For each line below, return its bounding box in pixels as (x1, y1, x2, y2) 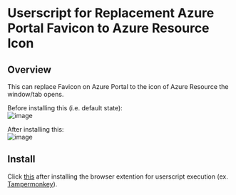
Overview (7, 63, 52, 75)
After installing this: (7, 125, 64, 133)
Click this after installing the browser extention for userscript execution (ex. (7, 172, 228, 181)
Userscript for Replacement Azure (7, 5, 215, 21)
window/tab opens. (7, 90, 64, 98)
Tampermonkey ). (7, 179, 58, 188)
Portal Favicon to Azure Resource (7, 20, 210, 36)
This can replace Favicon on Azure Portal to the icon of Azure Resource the (7, 83, 230, 90)
